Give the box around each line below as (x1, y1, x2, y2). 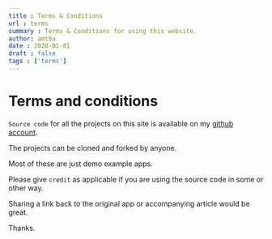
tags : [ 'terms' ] (8, 58, 67, 66)
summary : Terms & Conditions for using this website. (8, 27, 198, 35)
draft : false (8, 49, 57, 58)
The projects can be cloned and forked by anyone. (8, 143, 177, 152)
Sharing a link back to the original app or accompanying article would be (8, 198, 250, 208)
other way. (8, 183, 45, 193)
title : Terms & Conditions (8, 11, 104, 20)
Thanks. (8, 223, 36, 233)
